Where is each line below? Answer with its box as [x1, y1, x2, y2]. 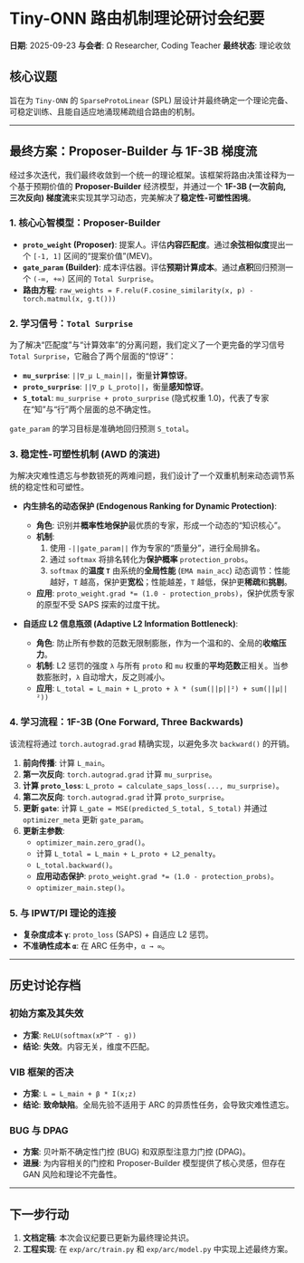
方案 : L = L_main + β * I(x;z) [22, 1088, 138, 1099]
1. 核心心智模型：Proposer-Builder [9, 216, 161, 229]
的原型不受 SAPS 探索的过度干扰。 [35, 599, 166, 610]
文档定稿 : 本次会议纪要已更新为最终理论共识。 [22, 1232, 195, 1243]
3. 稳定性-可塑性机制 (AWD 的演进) [9, 448, 161, 461]
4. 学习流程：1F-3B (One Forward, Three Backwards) [9, 716, 244, 729]
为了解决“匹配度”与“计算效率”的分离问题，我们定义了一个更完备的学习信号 [9, 340, 285, 350]
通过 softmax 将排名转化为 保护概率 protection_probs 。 [49, 554, 253, 565]
